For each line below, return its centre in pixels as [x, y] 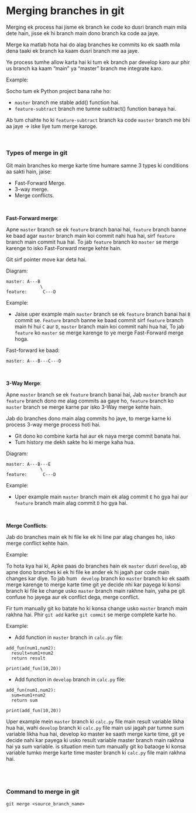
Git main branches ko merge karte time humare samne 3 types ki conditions [97, 166]
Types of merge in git [37, 152]
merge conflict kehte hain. [37, 544]
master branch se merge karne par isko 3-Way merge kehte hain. [84, 407]
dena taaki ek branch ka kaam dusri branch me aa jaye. [73, 50]
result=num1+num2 [32, 653]
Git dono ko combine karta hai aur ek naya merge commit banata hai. [98, 436]
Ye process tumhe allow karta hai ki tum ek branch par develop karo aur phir [98, 62]
